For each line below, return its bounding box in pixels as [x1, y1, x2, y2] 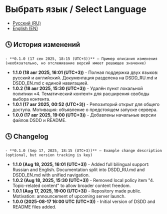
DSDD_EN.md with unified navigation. [12, 171, 90, 178]
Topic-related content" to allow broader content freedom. [12, 182, 131, 188]
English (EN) [12, 25, 38, 31]
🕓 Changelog [5, 132, 48, 141]
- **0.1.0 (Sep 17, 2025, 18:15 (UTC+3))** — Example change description [5, 148, 162, 153]
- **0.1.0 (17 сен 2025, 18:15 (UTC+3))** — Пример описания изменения [5, 56, 157, 61]
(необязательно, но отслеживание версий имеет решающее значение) [5, 60, 146, 65]
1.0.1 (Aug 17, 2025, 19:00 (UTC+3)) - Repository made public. [12, 187, 141, 193]
